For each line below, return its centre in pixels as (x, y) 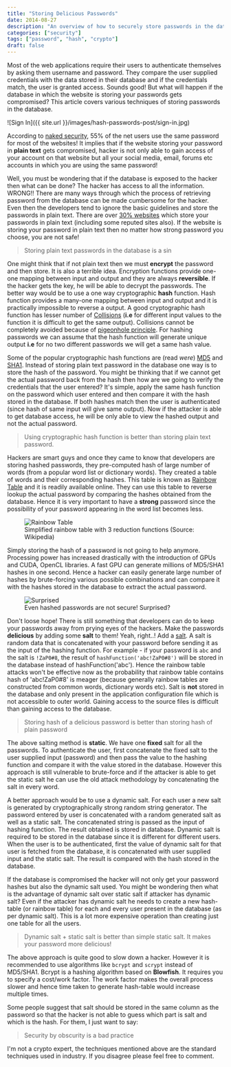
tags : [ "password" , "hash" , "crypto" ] (63, 39)
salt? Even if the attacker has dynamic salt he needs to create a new (103, 901)
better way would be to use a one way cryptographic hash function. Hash (111, 293)
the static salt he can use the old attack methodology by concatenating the (113, 779)
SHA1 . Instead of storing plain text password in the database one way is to (112, 365)
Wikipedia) (40, 537)
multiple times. (28, 994)
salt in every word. (33, 787)
